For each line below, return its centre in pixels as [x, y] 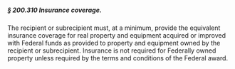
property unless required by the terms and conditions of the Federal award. [118, 58]
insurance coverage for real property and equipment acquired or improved [117, 35]
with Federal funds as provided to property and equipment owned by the [114, 43]
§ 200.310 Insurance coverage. [54, 10]
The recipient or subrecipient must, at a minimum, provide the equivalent [114, 28]
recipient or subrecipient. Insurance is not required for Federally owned [112, 51]
